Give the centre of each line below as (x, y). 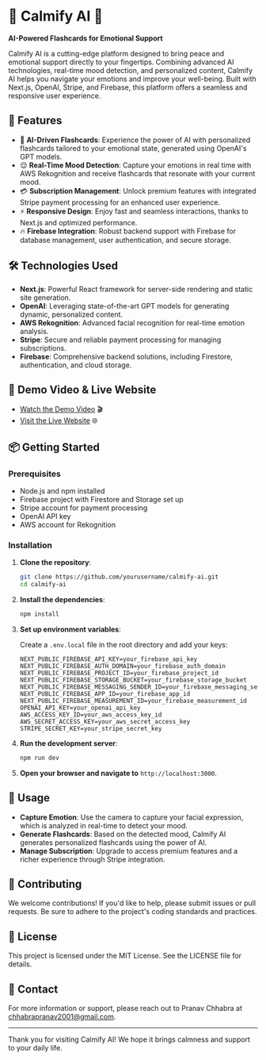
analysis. (34, 331)
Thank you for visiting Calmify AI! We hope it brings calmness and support (129, 1039)
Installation (30, 545)
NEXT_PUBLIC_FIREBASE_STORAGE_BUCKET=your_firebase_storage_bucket (133, 680)
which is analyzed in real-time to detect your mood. (104, 825)
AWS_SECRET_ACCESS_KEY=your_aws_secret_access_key (105, 721)
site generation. (45, 298)
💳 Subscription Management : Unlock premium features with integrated (138, 190)
